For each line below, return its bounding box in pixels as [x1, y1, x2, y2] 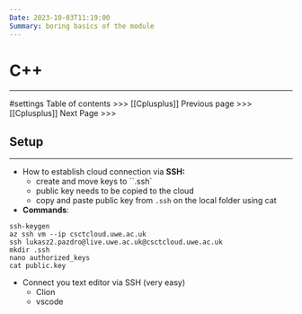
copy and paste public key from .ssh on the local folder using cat [35, 195, 277, 206]
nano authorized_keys [9, 254, 91, 263]
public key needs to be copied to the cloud [35, 185, 195, 196]
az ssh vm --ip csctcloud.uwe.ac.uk [9, 230, 147, 239]
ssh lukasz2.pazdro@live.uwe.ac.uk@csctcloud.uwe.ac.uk [9, 238, 223, 247]
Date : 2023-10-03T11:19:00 [9, 13, 111, 22]
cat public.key [9, 262, 67, 271]
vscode [35, 296, 64, 307]
